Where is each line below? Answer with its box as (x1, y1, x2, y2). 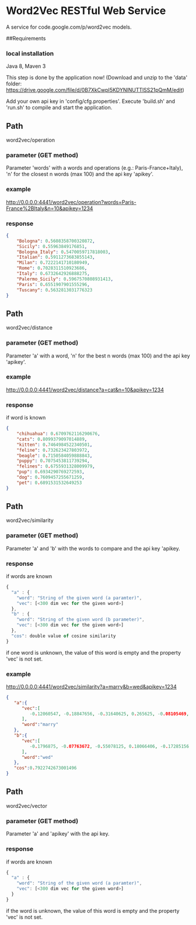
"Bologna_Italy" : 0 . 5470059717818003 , (16, 249, 111, 255)
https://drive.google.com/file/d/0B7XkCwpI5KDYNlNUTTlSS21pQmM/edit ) (6, 87, 185, 94)
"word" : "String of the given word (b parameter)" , (16, 617, 145, 623)
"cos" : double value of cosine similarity (11, 633, 116, 639)
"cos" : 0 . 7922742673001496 (13, 765, 77, 771)
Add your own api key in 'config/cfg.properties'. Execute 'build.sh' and (6, 98, 176, 105)
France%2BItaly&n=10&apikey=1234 (6, 205, 93, 212)
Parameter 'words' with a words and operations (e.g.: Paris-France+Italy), (6, 164, 183, 171)
